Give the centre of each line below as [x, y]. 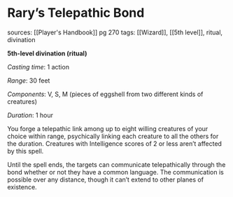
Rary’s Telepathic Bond [76, 13]
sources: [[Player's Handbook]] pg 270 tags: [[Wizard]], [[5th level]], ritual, [115, 32]
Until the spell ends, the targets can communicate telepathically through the [116, 164]
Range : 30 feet [29, 80]
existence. [22, 186]
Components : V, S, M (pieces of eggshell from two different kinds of [105, 94]
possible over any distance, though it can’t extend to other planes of [106, 179]
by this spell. [26, 151]
